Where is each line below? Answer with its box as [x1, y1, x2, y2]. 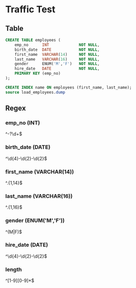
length [5, 265, 22, 273]
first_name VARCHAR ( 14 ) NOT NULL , [14, 52, 100, 57]
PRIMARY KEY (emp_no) [14, 71, 61, 76]
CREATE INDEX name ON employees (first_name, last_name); [5, 85, 132, 90]
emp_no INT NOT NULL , [14, 42, 100, 47]
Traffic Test [5, 4, 55, 15]
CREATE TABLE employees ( [5, 37, 61, 43]
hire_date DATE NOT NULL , [14, 66, 100, 71]
